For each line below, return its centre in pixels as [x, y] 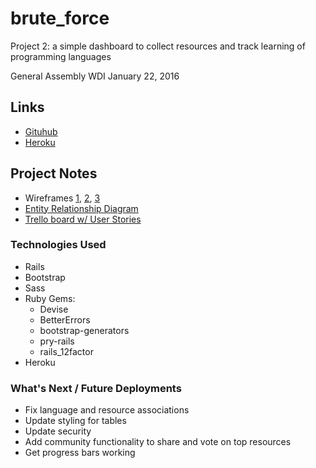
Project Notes [54, 173]
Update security [58, 431]
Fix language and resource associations [107, 410]
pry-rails [57, 341]
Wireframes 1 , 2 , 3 [62, 198]
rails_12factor [66, 351]
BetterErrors [65, 319]
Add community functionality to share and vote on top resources [158, 442]
